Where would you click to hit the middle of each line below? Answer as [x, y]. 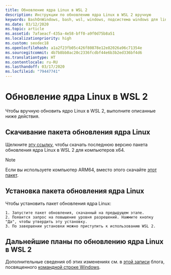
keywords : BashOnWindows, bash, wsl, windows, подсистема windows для [82, 19]
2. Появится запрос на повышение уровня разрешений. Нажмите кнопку [79, 217]
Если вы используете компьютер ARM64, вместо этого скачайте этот [81, 170]
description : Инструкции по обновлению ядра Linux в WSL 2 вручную [78, 15]
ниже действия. [22, 116]
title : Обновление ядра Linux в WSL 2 [46, 10]
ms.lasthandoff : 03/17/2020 [35, 67]
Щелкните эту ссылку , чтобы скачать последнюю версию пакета [77, 144]
